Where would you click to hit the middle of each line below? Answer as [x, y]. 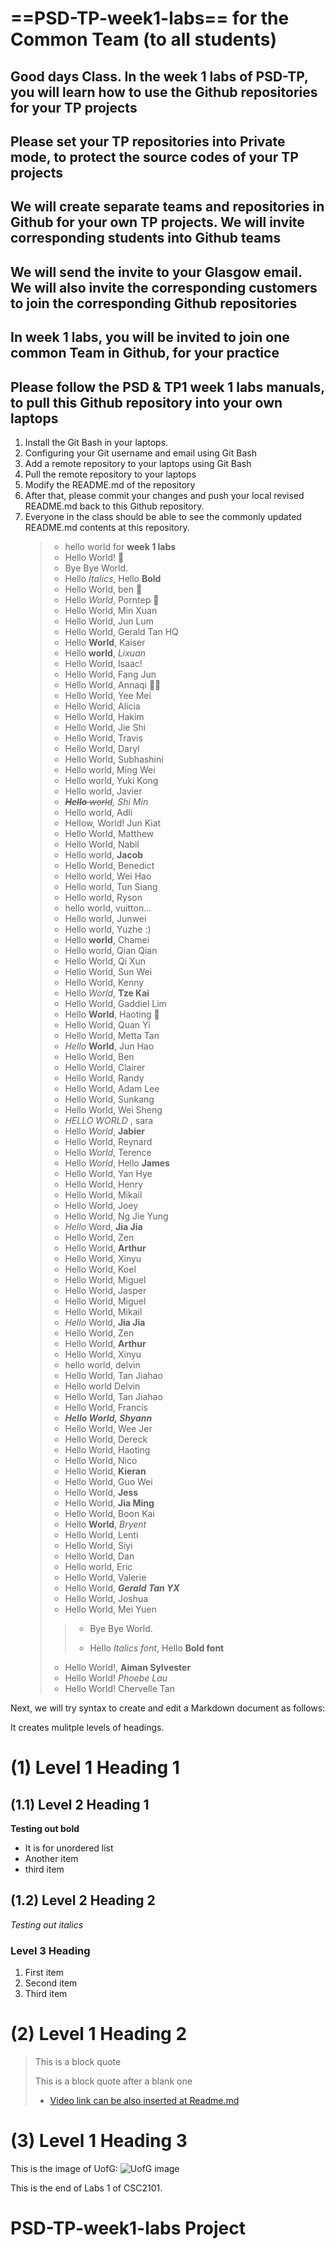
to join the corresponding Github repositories [154, 303]
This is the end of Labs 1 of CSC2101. [86, 2188]
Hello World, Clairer [105, 1067]
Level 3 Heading [50, 1950]
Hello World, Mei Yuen [110, 1609]
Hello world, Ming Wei [110, 769]
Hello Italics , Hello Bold [113, 578]
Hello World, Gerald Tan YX [122, 1588]
